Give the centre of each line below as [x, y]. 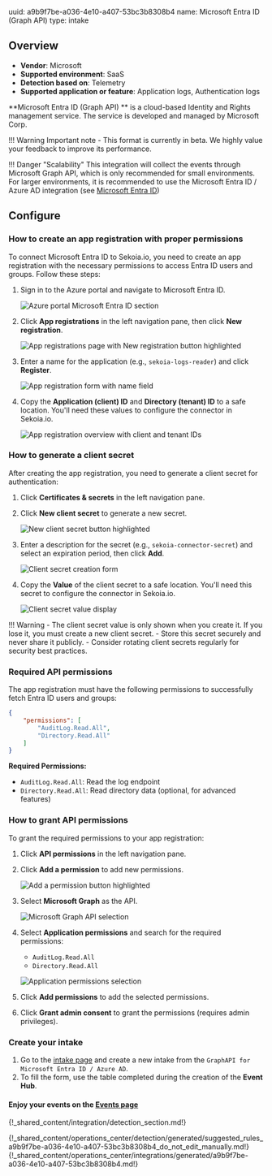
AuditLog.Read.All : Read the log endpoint [90, 782]
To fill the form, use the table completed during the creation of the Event [141, 1077]
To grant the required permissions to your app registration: [106, 838]
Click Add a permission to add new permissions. [102, 869]
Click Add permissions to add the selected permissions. [114, 997]
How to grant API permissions [68, 820]
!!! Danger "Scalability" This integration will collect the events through [125, 164]
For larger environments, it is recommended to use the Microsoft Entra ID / [133, 181]
